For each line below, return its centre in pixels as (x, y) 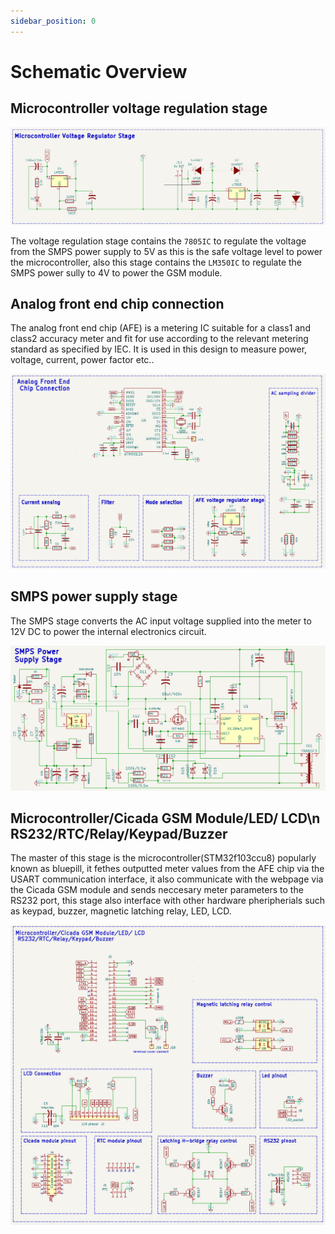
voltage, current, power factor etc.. (82, 360)
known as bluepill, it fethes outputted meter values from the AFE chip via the (167, 869)
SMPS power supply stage (94, 596)
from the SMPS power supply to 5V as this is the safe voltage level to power (166, 251)
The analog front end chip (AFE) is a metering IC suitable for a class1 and (160, 328)
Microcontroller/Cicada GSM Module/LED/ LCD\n (165, 818)
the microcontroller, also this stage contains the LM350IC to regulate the (156, 262)
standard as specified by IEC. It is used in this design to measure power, (159, 349)
